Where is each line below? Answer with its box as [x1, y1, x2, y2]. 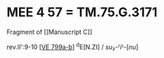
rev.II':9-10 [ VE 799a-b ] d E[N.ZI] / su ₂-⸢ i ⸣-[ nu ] [6, 41, 139, 51]
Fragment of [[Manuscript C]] [6, 28, 93, 36]
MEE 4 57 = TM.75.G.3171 [6, 4, 158, 21]
